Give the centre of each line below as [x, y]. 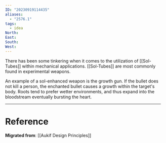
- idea [16, 28]
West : [11, 47]
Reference [27, 121]
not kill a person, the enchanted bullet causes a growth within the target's [80, 86]
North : [12, 33]
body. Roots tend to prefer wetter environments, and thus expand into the [80, 91]
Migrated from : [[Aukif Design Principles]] [48, 135]
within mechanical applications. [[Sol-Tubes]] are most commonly [89, 66]
